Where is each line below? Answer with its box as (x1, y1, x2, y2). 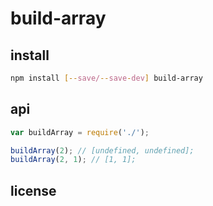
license (10, 182, 57, 199)
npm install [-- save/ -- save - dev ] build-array (10, 73, 203, 83)
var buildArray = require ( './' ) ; (10, 127, 150, 137)
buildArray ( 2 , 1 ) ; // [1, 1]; (10, 155, 137, 165)
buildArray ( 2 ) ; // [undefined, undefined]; (10, 145, 195, 156)
